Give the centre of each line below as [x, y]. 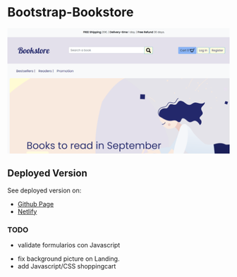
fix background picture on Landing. [68, 259]
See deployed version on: [44, 190]
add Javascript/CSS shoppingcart [67, 266]
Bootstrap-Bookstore [71, 12]
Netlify [27, 211]
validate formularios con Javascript [69, 245]
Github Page [36, 204]
